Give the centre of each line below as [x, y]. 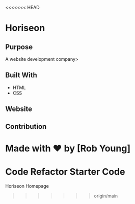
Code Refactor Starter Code [65, 172]
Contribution [26, 127]
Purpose [19, 47]
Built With [21, 75]
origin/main [106, 196]
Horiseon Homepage [27, 186]
